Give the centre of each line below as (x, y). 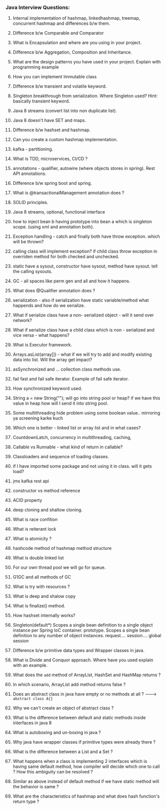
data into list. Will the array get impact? (53, 360)
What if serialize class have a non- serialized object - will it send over (83, 315)
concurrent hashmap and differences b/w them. (62, 23)
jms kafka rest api (31, 481)
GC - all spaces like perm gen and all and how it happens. (71, 281)
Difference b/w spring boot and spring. (52, 183)
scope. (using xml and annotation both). (53, 227)
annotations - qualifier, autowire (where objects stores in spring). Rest (84, 168)
